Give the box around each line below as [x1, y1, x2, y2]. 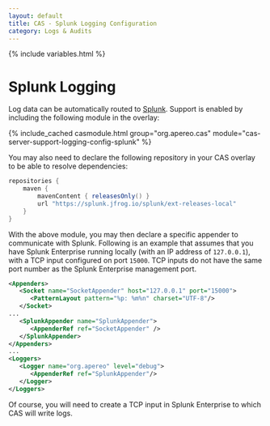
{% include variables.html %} [8, 49, 106, 59]
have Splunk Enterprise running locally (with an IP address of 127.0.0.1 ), [8, 246, 251, 256]
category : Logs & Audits [8, 27, 92, 35]
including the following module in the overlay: [8, 113, 160, 122]
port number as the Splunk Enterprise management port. [8, 264, 196, 274]
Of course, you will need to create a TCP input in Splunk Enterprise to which [8, 399, 261, 409]
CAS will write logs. [8, 408, 73, 418]
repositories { [8, 177, 60, 185]
